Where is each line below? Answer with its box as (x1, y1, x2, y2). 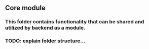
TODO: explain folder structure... (5, 37, 85, 44)
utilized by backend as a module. (5, 24, 86, 31)
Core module (5, 4, 46, 12)
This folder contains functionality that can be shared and (5, 18, 145, 25)
